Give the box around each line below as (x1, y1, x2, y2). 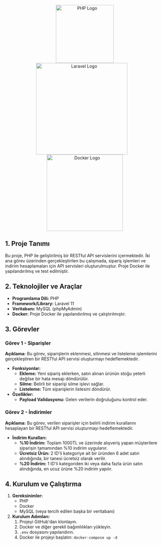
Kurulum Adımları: (12, 514, 50, 520)
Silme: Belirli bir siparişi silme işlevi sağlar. (19, 381, 105, 387)
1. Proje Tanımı (5, 240, 50, 248)
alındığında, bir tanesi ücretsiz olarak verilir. (19, 455, 107, 461)
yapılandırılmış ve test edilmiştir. (5, 268, 69, 274)
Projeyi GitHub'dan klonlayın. (19, 519, 77, 525)
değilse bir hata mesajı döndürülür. (19, 376, 89, 382)
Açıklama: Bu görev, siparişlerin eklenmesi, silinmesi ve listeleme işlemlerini (5, 351, 157, 357)
